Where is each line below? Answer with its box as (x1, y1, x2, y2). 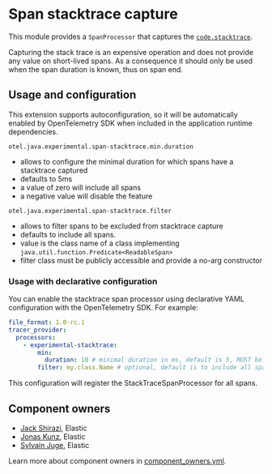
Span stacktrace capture (8, 5, 178, 23)
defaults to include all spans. (19, 229, 117, 239)
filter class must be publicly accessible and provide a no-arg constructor (19, 255, 263, 265)
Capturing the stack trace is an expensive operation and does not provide (8, 47, 253, 57)
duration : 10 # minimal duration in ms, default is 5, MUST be (44, 356, 263, 365)
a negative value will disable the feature (19, 191, 153, 201)
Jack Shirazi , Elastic (19, 423, 87, 433)
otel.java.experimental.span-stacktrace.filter (8, 207, 172, 215)
